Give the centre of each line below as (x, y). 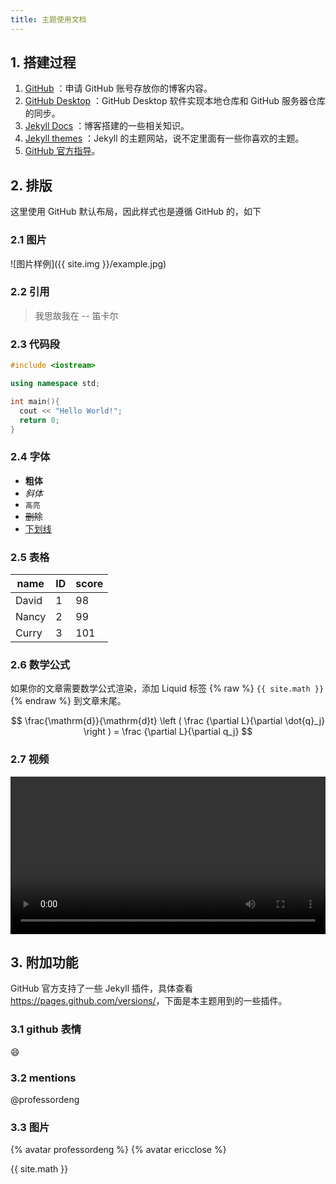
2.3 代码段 (35, 344)
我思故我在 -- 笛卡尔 (76, 315)
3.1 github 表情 (46, 1029)
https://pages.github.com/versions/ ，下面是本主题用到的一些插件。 (149, 1001)
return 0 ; (39, 420)
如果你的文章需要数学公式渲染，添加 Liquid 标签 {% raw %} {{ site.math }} (167, 688)
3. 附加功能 (44, 962)
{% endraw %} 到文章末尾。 (68, 701)
